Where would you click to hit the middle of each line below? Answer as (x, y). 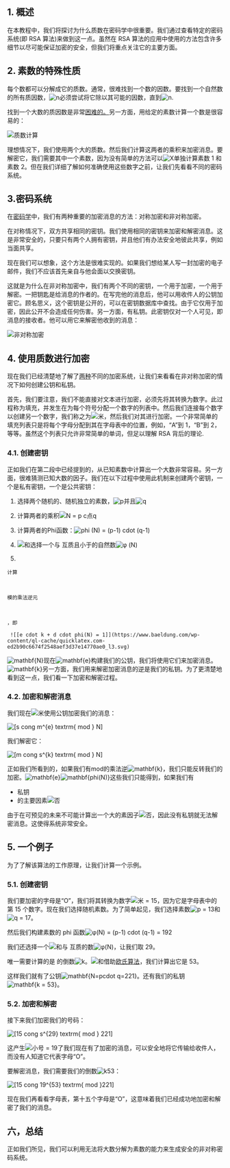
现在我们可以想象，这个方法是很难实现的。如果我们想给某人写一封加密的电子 (115, 263)
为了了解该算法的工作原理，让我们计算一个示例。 (76, 865)
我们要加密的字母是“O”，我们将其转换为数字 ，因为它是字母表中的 (112, 900)
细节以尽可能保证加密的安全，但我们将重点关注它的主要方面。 (94, 47)
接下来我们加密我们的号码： (46, 1020)
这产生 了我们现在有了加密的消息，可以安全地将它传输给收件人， (113, 1048)
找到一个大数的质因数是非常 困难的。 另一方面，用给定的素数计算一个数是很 (112, 112)
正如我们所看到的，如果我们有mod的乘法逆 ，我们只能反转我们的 (115, 769)
